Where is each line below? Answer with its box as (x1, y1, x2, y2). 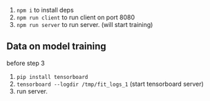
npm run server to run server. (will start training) (16, 21, 153, 28)
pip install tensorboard (16, 73, 88, 80)
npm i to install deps (16, 6, 74, 14)
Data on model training (6, 41, 106, 53)
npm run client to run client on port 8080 (16, 13, 135, 21)
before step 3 (6, 59, 46, 67)
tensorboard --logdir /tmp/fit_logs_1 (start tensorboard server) (16, 80, 204, 88)
